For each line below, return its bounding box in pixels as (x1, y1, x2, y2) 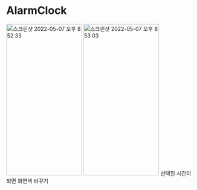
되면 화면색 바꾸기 (6, 177, 48, 185)
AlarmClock (6, 4, 68, 18)
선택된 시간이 (160, 169, 192, 177)
